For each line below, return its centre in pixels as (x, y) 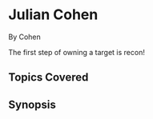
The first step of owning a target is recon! (77, 52)
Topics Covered (48, 77)
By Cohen (25, 37)
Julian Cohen (53, 15)
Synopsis (32, 104)
